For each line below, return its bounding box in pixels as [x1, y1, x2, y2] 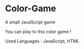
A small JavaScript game [5, 19, 56, 25]
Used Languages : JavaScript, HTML [5, 38, 80, 44]
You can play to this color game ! [5, 28, 72, 34]
